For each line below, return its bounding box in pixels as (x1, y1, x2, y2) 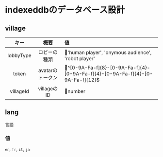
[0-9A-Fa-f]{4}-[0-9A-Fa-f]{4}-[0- (64, 70, 153, 77)
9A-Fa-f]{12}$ (64, 76, 100, 83)
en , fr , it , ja (5, 146, 30, 152)
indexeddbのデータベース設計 (5, 4, 125, 16)
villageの (38, 86, 58, 92)
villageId (9, 88, 29, 95)
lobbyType (7, 52, 32, 59)
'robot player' (64, 55, 96, 62)
